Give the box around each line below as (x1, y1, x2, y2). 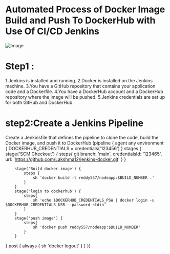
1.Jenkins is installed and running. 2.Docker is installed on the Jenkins (5, 77, 153, 83)
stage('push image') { (14, 215, 63, 221)
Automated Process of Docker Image (5, 4, 165, 15)
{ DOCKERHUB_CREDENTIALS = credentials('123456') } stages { (5, 145, 142, 151)
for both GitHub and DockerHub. (5, 99, 74, 105)
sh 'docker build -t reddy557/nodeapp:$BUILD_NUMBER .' (32, 175, 155, 180)
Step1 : (5, 61, 34, 72)
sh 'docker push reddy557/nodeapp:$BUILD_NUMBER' (32, 225, 141, 230)
